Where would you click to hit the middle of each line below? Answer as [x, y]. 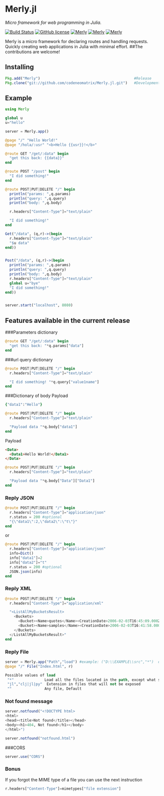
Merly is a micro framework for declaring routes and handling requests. [77, 41]
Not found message [29, 701]
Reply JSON [20, 497]
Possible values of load [30, 675]
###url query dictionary [29, 359]
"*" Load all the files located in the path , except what [82, 680]
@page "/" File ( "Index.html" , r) [39, 666]
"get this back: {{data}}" [37, 158]
